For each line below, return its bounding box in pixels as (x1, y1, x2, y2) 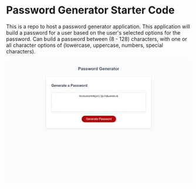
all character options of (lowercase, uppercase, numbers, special (6, 42, 163, 49)
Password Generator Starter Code (6, 4, 175, 17)
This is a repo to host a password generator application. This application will (6, 23, 191, 30)
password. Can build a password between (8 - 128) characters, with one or (6, 35, 188, 42)
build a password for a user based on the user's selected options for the (6, 29, 181, 36)
